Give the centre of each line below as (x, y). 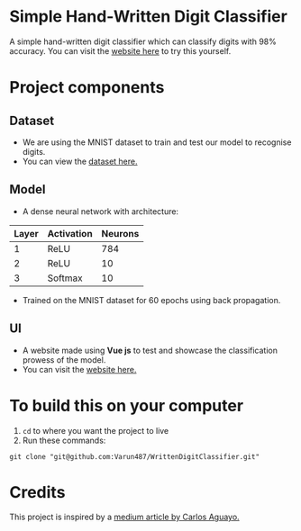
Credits (37, 492)
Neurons (120, 233)
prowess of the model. (64, 360)
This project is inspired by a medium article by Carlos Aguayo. (125, 517)
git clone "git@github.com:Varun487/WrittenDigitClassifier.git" (134, 456)
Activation (70, 233)
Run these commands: (64, 440)
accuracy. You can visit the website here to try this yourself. (120, 50)
